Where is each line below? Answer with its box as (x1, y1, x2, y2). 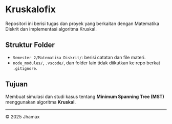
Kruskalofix (5, 4, 56, 15)
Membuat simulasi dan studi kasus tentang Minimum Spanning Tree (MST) (5, 93, 165, 100)
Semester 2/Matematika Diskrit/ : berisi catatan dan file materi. (12, 54, 146, 60)
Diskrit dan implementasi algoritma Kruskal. (5, 26, 97, 32)
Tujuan (5, 80, 28, 89)
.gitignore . (12, 65, 37, 71)
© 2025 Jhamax (5, 113, 40, 119)
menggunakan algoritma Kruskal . (5, 98, 76, 105)
